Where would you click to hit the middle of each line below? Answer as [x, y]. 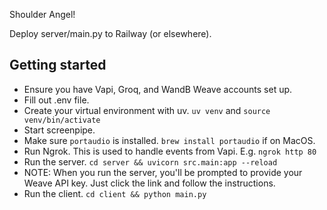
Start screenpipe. [59, 130]
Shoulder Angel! [42, 14]
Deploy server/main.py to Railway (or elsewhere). [110, 33]
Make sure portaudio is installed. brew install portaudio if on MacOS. [169, 140]
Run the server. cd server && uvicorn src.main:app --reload [150, 161]
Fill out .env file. [56, 100]
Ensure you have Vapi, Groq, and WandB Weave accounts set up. [158, 89]
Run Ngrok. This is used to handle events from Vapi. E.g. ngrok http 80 [170, 151]
